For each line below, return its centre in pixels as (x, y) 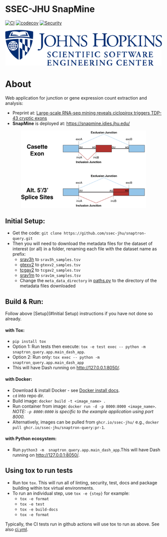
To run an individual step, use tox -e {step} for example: (71, 493)
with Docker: (19, 379)
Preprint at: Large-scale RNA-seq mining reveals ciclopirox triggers (81, 112)
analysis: (14, 103)
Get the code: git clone (37, 233)
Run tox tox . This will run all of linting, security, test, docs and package (85, 483)
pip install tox (29, 342)
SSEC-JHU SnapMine (50, 9)
